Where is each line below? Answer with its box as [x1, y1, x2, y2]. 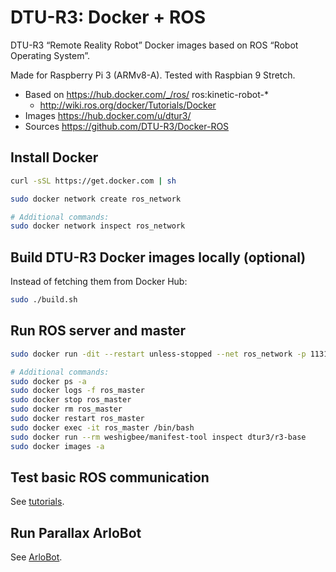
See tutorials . [10, 496, 65, 508]
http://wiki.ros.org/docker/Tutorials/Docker [39, 99, 217, 111]
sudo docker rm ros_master [10, 404, 123, 415]
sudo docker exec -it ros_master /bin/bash [10, 422, 195, 433]
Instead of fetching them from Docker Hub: [10, 276, 188, 288]
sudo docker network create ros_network [10, 194, 182, 204]
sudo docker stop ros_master [10, 395, 132, 405]
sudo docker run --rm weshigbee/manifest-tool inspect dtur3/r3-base [10, 432, 307, 442]
